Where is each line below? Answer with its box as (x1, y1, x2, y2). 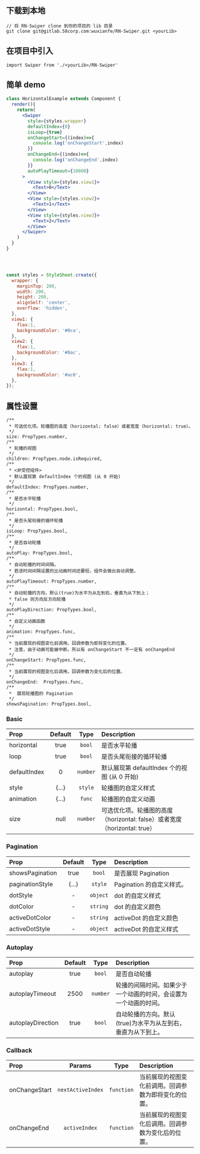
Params (69, 1062, 92, 1070)
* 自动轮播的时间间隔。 (8, 562, 59, 568)
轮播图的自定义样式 (101, 784, 155, 792)
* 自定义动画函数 (8, 618, 46, 624)
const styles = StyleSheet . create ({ (6, 272, 97, 278)
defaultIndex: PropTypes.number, (6, 484, 89, 490)
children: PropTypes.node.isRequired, (6, 456, 102, 462)
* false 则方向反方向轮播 (8, 596, 66, 602)
